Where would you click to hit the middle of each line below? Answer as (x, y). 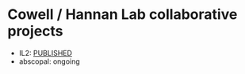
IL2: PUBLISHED (46, 53)
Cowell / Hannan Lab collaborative (122, 15)
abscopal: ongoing (49, 61)
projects (36, 31)
